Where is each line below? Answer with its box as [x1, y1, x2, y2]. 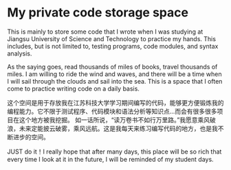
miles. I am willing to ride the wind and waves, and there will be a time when [7, 70, 222, 78]
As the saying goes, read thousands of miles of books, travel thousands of [7, 62, 218, 71]
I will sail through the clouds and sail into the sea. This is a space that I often [7, 77, 223, 85]
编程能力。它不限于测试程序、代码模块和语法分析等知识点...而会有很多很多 [7, 107, 218, 115]
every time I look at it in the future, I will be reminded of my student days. [7, 155, 214, 163]
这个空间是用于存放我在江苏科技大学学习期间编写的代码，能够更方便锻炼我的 [7, 98, 224, 107]
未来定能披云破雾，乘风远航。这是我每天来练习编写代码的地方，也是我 [19, 124, 218, 132]
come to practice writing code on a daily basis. [7, 84, 140, 93]
